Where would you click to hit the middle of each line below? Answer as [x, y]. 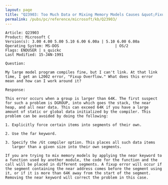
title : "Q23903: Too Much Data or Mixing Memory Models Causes [72, 15]
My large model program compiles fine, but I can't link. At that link [81, 72]
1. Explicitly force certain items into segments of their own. [73, 125]
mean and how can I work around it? [43, 81]
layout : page [19, 10]
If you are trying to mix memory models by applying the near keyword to [84, 156]
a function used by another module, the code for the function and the [81, 160]
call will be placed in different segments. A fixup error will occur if [84, 164]
